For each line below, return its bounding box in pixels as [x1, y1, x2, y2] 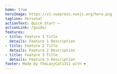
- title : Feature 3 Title [5, 52, 58, 57]
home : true [5, 7, 27, 12]
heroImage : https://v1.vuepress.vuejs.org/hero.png [5, 12, 112, 17]
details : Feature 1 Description [9, 39, 76, 44]
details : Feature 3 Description [9, 57, 76, 62]
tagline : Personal [5, 16, 42, 21]
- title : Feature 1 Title [5, 35, 58, 39]
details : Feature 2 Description [9, 48, 76, 53]
